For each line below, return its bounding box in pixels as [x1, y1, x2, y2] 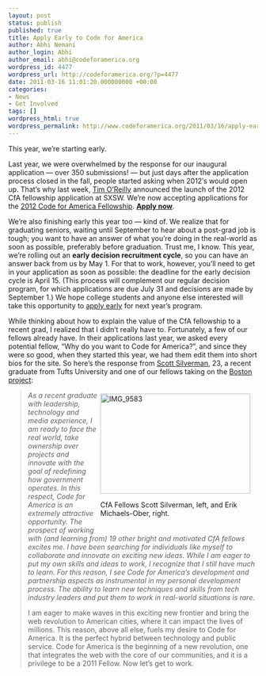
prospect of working [27, 525, 94, 535]
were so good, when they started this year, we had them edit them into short [8, 349, 257, 359]
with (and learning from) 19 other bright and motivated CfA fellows [27, 533, 245, 543]
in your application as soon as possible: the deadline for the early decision [8, 267, 251, 277]
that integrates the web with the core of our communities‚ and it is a [27, 650, 248, 659]
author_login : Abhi [8, 48, 73, 56]
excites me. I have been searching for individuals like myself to [27, 542, 234, 552]
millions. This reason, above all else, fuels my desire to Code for [27, 624, 237, 634]
